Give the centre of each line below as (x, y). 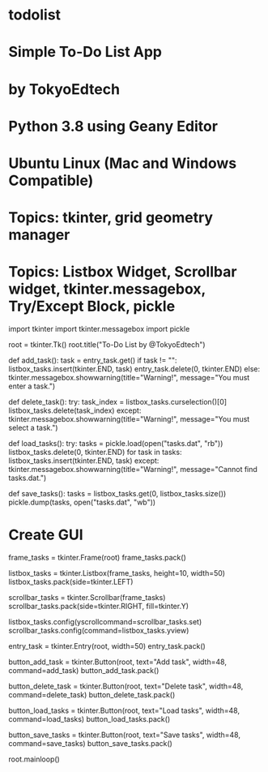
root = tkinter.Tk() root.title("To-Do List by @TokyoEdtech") (107, 345)
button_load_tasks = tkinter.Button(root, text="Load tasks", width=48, (124, 710)
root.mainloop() (34, 759)
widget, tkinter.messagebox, (107, 289)
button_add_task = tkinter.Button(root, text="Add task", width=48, (117, 662)
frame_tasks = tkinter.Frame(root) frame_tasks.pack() (97, 558)
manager (39, 235)
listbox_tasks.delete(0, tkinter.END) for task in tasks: (95, 452)
